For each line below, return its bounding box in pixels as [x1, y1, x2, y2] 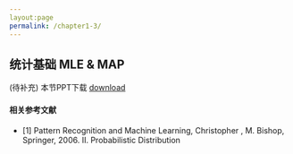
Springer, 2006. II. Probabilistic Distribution [21, 134, 181, 145]
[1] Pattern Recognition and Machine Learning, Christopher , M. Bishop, [21, 124, 285, 135]
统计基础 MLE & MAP [9, 56, 125, 72]
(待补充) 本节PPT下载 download [9, 82, 126, 93]
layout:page [9, 13, 54, 22]
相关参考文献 [9, 104, 56, 115]
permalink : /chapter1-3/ [9, 21, 102, 30]
